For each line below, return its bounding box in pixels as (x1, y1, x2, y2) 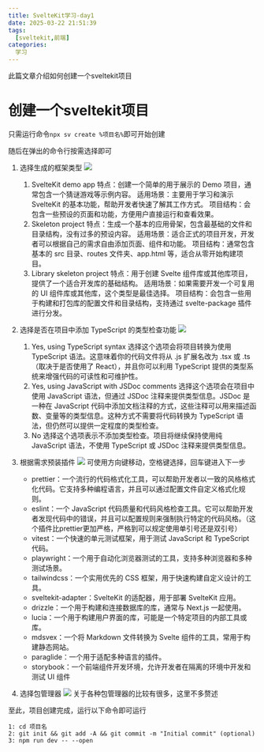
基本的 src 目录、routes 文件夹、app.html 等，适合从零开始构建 (31, 248, 237, 258)
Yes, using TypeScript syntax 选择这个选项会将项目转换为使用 (31, 342, 232, 351)
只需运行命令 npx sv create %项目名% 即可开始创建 (8, 129, 165, 138)
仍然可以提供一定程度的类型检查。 (52, 421, 163, 430)
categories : (8, 41, 47, 49)
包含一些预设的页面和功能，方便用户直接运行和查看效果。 (31, 209, 218, 218)
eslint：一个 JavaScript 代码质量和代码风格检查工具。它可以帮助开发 (31, 504, 254, 513)
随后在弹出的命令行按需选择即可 (8, 145, 112, 155)
